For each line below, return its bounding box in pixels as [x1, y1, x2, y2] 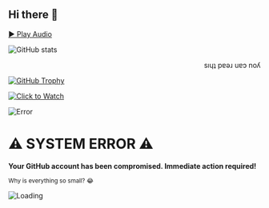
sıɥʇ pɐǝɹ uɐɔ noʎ [203, 60, 261, 70]
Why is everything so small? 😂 [8, 177, 94, 185]
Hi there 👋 [8, 8, 58, 22]
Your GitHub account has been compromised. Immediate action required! [8, 161, 257, 170]
